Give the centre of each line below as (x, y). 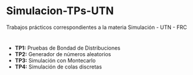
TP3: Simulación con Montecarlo (55, 61)
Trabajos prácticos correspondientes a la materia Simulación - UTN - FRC (97, 27)
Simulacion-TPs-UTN (60, 11)
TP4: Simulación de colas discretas (58, 67)
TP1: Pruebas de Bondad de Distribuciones (68, 48)
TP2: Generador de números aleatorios (63, 54)
